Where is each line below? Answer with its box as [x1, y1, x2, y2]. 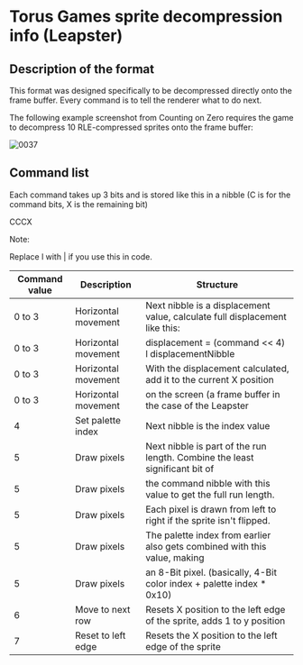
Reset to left [75, 629, 126, 642]
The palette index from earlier [145, 529, 271, 542]
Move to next [75, 603, 131, 615]
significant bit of [145, 462, 215, 475]
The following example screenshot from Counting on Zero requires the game [9, 113, 294, 123]
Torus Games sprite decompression [9, 6, 283, 27]
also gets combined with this [145, 540, 267, 552]
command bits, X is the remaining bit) [9, 198, 149, 209]
